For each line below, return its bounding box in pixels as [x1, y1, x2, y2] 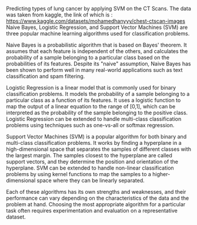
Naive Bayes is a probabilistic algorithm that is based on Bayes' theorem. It [6, 41, 187, 48]
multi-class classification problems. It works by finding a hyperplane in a [6, 140, 182, 146]
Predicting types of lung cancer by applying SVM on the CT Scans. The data [6, 5, 191, 12]
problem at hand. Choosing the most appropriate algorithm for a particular [6, 201, 186, 208]
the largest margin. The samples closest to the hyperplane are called [6, 152, 172, 158]
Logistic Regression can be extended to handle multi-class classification [6, 115, 182, 123]
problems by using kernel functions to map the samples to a [6, 171, 152, 177]
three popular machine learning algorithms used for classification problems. [6, 30, 190, 37]
